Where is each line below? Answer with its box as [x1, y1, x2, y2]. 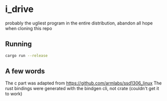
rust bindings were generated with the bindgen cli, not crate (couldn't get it [5, 85, 160, 91]
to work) [5, 91, 22, 97]
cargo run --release [5, 53, 48, 58]
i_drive [5, 3, 34, 15]
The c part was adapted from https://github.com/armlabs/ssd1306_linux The [5, 80, 162, 86]
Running [5, 40, 32, 48]
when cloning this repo [5, 25, 52, 31]
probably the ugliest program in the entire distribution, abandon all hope [5, 20, 153, 26]
